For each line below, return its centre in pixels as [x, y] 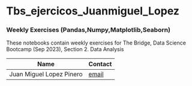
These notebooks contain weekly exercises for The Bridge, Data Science [96, 43]
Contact [100, 64]
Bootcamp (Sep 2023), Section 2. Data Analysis [65, 49]
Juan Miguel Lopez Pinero [46, 75]
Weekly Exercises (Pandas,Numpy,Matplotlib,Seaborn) [88, 30]
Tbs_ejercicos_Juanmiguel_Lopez [93, 11]
